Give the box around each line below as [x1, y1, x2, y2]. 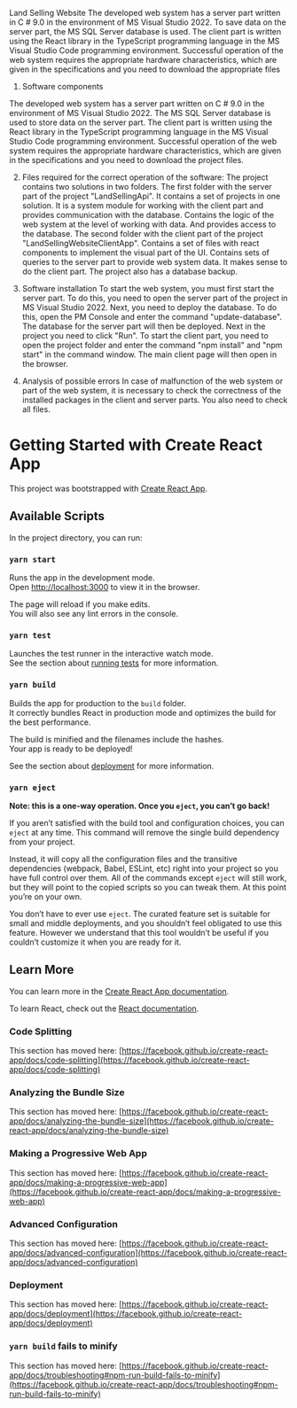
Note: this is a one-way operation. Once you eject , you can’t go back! [9, 800, 270, 811]
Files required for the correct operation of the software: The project [21, 172, 269, 183]
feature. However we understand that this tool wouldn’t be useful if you [9, 927, 269, 937]
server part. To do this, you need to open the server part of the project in [21, 292, 288, 303]
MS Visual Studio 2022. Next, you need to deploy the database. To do [21, 302, 277, 313]
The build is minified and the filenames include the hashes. [9, 734, 224, 744]
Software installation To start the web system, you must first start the [21, 284, 275, 293]
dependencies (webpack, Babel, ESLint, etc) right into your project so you [9, 863, 279, 874]
